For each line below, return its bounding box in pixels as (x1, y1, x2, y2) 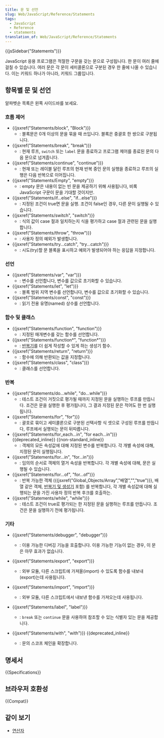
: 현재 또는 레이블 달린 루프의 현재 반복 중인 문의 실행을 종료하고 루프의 (19, 165, 154, 172)
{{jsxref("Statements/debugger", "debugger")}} (12, 532, 108, 538)
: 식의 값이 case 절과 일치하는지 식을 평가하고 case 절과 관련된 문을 (19, 218, 148, 224)
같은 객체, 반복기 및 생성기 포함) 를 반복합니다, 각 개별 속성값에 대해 (24, 483, 152, 489)
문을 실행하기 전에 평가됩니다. (28, 507, 85, 513)
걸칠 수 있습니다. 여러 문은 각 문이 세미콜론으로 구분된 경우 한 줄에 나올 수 (5, 64, 144, 70)
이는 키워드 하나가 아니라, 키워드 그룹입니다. (11, 70, 95, 76)
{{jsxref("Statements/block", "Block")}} (12, 125, 91, 131)
